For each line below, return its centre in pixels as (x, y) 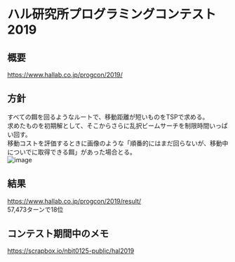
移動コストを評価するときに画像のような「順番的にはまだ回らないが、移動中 (118, 143)
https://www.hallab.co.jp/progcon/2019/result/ (74, 201)
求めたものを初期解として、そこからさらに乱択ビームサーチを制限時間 (108, 125)
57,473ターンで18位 (35, 209)
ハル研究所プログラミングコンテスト (112, 14)
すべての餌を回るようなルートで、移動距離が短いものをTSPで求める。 (108, 117)
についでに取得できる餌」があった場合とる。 (72, 152)
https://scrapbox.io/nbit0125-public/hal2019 (71, 251)
